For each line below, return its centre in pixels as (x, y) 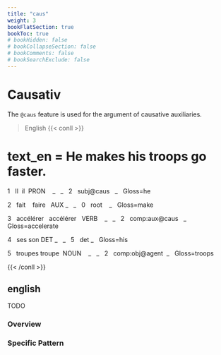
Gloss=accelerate (33, 226)
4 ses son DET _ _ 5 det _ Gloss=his (68, 239)
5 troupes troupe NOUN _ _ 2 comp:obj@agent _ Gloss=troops (110, 253)
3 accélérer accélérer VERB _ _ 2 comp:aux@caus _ (97, 218)
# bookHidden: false (38, 40)
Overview (24, 324)
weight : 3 (22, 20)
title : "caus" (28, 14)
